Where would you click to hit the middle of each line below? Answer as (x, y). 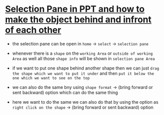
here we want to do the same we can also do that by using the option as (85, 102)
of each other (33, 30)
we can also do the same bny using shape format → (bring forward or (82, 87)
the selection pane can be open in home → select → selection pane (80, 43)
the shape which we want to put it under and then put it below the (83, 73)
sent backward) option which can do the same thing (65, 92)
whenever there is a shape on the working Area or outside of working (82, 53)
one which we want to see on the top (51, 78)
